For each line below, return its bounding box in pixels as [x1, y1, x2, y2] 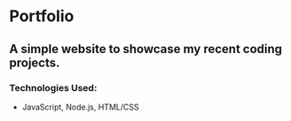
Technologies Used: [9, 81, 98, 94]
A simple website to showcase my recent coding [9, 42, 282, 57]
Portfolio [9, 6, 75, 26]
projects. [9, 55, 60, 70]
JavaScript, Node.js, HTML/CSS [21, 102, 139, 112]
